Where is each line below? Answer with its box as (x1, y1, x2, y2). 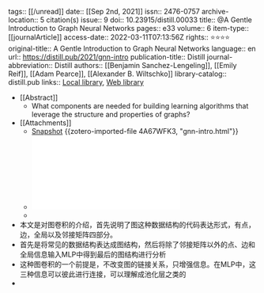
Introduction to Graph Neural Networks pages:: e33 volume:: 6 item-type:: (8, 24, 249, 32)
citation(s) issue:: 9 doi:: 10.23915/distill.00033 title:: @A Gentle (46, 15, 253, 25)
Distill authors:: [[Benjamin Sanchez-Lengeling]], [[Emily (54, 61, 237, 70)
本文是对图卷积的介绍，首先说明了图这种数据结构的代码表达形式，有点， (19, 220, 255, 229)
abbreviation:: (8, 61, 53, 70)
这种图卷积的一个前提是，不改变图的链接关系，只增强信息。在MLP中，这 (19, 260, 257, 268)
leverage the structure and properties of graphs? (31, 110, 190, 119)
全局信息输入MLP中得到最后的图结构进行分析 (19, 249, 167, 259)
